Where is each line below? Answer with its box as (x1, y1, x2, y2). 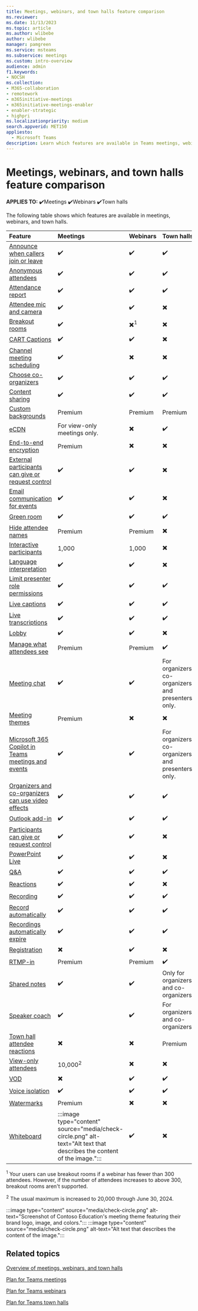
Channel (9, 346, 32, 354)
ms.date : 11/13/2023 (6, 19, 57, 25)
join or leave (9, 257, 43, 265)
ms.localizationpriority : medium (6, 119, 88, 124)
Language (9, 557, 37, 566)
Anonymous (9, 266, 42, 274)
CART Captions (9, 336, 52, 344)
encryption (9, 446, 39, 454)
